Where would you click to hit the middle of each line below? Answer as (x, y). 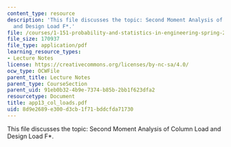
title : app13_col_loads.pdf (47, 103)
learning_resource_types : (44, 52)
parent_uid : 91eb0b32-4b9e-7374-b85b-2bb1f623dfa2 (81, 90)
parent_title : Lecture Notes (49, 77)
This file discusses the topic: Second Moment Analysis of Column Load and (114, 128)
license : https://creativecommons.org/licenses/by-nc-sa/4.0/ (98, 65)
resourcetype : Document (41, 97)
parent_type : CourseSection (47, 84)
